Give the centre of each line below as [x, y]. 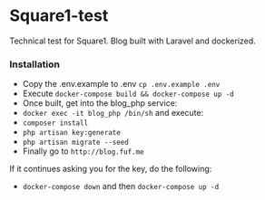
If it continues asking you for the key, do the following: [111, 169]
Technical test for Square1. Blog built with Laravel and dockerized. [132, 41]
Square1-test [59, 16]
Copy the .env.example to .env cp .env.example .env [121, 84]
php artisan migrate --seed [75, 143]
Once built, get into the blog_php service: [100, 103]
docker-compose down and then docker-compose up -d [121, 186]
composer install [55, 123]
